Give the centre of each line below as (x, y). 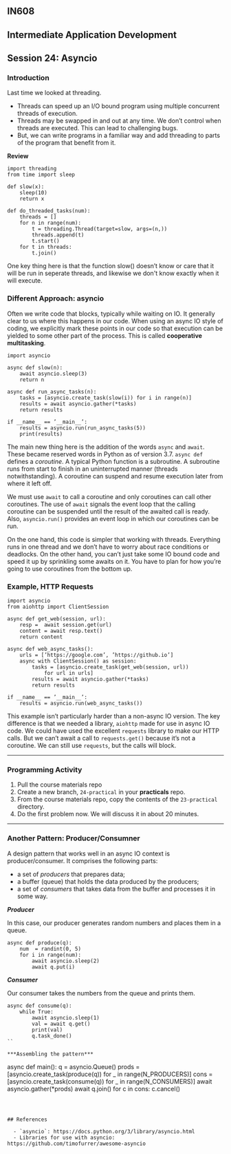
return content (41, 637)
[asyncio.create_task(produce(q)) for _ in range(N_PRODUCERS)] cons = (110, 1074)
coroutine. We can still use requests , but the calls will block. (92, 746)
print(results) (41, 434)
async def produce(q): (40, 943)
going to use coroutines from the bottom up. (70, 569)
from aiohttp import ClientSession (58, 607)
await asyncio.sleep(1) (66, 1018)
